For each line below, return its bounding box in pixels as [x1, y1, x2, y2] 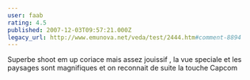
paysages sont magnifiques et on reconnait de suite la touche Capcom [7, 64, 238, 73]
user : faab [7, 11, 44, 20]
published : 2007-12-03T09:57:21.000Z [7, 26, 132, 34]
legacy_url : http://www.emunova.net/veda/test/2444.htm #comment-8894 [7, 33, 242, 42]
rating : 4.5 [7, 19, 47, 27]
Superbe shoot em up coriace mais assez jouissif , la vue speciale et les [7, 55, 242, 64]
